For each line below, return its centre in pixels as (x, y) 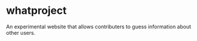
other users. (21, 32)
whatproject (36, 11)
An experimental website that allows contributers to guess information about (98, 27)
